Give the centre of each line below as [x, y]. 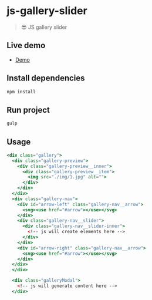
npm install [21, 92]
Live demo [26, 45]
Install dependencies [46, 78]
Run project [28, 110]
